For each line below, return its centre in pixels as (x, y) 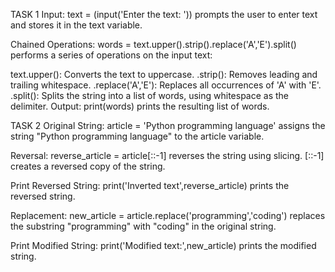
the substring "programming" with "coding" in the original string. (143, 226)
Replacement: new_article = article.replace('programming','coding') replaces (168, 215)
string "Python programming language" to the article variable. (137, 136)
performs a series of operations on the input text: (111, 55)
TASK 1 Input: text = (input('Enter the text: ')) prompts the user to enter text (164, 14)
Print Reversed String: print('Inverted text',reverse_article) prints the (150, 185)
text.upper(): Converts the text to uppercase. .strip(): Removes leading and (164, 74)
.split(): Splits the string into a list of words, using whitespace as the (150, 95)
